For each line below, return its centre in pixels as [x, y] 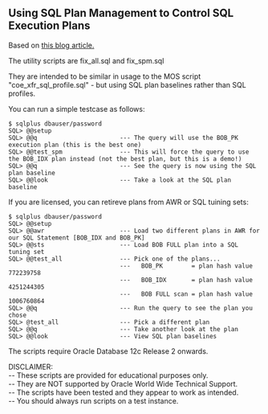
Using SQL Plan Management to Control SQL [121, 13]
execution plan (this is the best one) [75, 145]
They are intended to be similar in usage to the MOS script [105, 76]
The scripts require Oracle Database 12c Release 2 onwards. [108, 351]
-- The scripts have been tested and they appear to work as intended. [124, 392]
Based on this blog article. [51, 45]
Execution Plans [49, 26]
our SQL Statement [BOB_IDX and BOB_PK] [77, 238]
